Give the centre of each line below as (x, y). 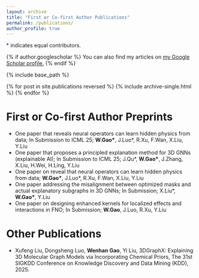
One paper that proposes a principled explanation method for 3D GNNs (103, 152)
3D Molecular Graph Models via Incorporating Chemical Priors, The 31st (104, 257)
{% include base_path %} (38, 75)
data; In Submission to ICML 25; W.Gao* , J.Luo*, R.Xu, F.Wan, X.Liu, (99, 140)
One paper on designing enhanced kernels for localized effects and (98, 203)
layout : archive (26, 12)
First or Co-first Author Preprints (89, 117)
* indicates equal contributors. (44, 45)
